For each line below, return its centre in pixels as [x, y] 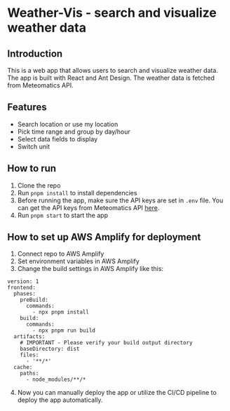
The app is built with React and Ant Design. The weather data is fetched [111, 78]
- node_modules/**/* [56, 379]
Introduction [35, 54]
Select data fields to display [57, 139]
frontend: [22, 288]
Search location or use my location [68, 124]
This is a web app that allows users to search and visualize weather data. [113, 70]
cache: [23, 368]
